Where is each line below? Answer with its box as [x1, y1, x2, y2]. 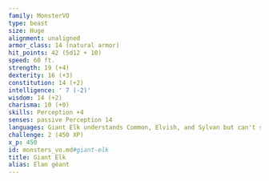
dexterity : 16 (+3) [8, 71, 74, 79]
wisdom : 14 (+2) [8, 94, 62, 102]
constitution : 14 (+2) [8, 78, 84, 86]
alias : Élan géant [8, 161, 70, 169]
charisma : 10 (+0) [8, 101, 70, 109]
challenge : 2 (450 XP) [8, 131, 84, 139]
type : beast [8, 19, 48, 27]
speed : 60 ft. [8, 57, 56, 65]
